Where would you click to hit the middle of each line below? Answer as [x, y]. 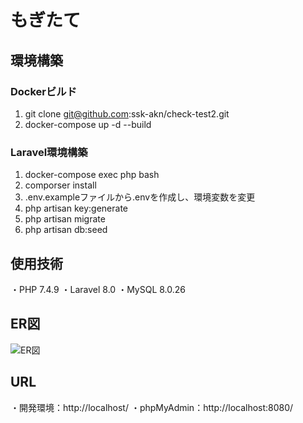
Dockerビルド [44, 91]
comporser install [60, 185]
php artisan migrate [65, 219]
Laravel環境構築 [49, 152]
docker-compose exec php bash [92, 175]
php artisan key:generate [76, 208]
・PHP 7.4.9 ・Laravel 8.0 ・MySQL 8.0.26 [98, 289]
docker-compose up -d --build [88, 124]
